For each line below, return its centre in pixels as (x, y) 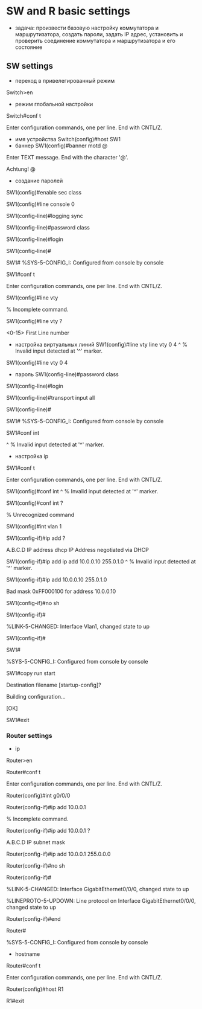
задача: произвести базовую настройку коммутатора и (87, 28)
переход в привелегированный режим (65, 80)
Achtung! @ (21, 169)
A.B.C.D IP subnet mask (36, 842)
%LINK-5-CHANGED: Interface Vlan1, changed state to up (78, 626)
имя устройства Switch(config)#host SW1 (68, 139)
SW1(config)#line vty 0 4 (37, 362)
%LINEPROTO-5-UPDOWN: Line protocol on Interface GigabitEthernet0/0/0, (101, 901)
